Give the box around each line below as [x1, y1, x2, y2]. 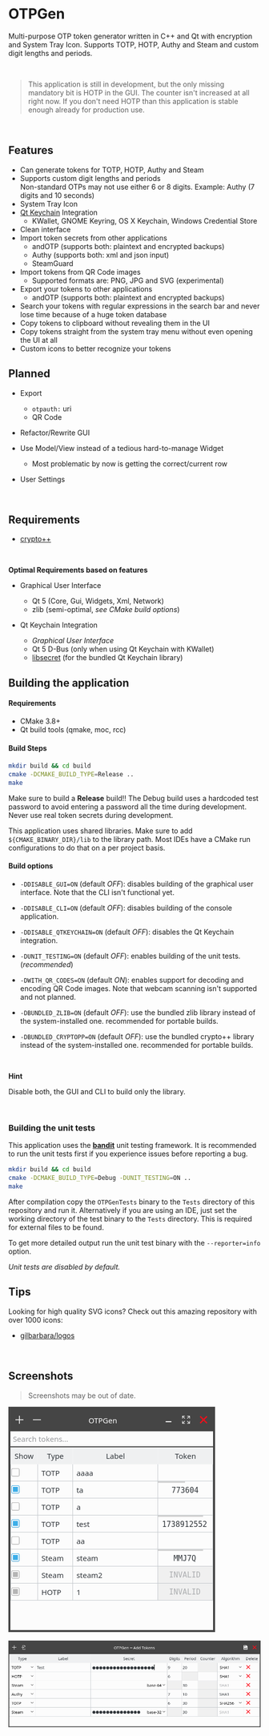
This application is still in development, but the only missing [27, 79, 225, 89]
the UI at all [19, 335, 58, 344]
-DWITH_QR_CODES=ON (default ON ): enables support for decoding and [19, 975, 244, 985]
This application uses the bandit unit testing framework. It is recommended [8, 1141, 257, 1150]
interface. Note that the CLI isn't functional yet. [19, 888, 175, 897]
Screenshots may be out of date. [27, 1391, 136, 1400]
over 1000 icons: [8, 1315, 63, 1324]
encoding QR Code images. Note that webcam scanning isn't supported [19, 984, 258, 993]
